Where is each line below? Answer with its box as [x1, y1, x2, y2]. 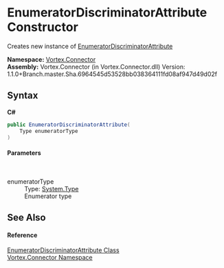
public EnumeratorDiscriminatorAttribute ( [7, 121, 131, 128]
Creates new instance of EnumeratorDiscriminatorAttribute [7, 42, 173, 50]
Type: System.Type [24, 184, 79, 193]
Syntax [7, 90, 38, 101]
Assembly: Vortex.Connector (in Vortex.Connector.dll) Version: [7, 62, 186, 71]
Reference [7, 231, 38, 239]
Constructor [7, 19, 79, 35]
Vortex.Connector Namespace [7, 254, 93, 262]
